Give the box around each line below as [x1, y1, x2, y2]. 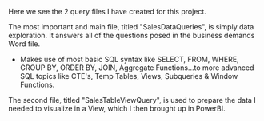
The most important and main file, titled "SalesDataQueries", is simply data [8, 22, 254, 31]
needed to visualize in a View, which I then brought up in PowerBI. [8, 103, 226, 113]
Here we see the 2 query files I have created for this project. [8, 7, 206, 16]
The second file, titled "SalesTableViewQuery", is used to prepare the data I [8, 96, 256, 104]
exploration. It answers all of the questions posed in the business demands [8, 31, 255, 40]
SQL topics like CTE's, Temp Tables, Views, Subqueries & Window [19, 72, 238, 80]
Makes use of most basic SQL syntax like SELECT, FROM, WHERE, [19, 55, 239, 64]
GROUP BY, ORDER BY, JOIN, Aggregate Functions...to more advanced [19, 63, 254, 72]
